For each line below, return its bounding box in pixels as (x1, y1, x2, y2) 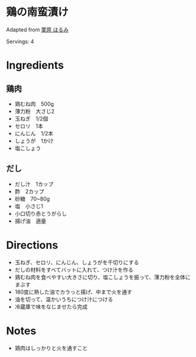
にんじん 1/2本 (14, 129, 54, 137)
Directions (6, 238, 58, 252)
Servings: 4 (6, 38, 34, 45)
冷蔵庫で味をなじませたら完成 (14, 303, 88, 310)
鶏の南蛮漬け (6, 5, 69, 19)
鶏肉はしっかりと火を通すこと (14, 344, 88, 352)
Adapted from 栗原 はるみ (6, 26, 69, 33)
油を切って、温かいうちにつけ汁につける (14, 296, 114, 303)
